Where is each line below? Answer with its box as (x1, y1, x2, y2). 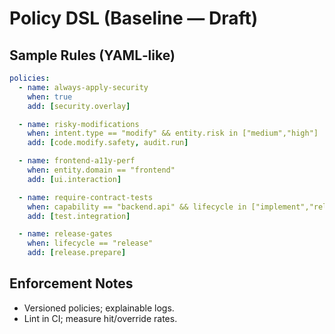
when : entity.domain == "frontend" (27, 165, 176, 175)
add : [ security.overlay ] (27, 101, 131, 111)
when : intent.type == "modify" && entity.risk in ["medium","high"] (27, 128, 319, 139)
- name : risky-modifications (18, 119, 140, 129)
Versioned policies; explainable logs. (23, 302, 175, 314)
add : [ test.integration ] (27, 211, 131, 221)
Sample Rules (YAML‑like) (9, 47, 176, 64)
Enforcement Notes (9, 275, 134, 292)
